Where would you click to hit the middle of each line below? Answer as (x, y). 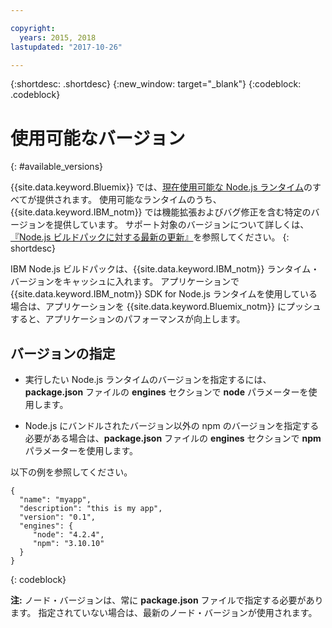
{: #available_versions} (56, 167)
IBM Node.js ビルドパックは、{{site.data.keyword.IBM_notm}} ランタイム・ (165, 269)
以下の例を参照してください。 (71, 472)
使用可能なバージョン (98, 138)
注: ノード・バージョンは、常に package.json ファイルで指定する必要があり (167, 600)
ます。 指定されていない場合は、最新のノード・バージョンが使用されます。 (164, 613)
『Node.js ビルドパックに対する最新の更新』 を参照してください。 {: (150, 237)
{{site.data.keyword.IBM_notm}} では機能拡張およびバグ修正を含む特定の (161, 212)
